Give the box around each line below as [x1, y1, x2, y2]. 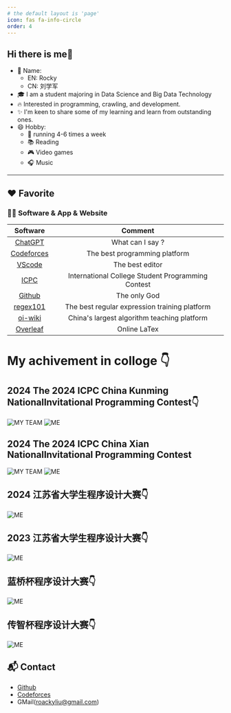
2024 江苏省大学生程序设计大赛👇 [7, 489, 149, 501]
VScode [16, 259, 43, 269]
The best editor [113, 259, 163, 269]
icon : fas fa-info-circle [7, 17, 81, 23]
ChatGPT [14, 237, 45, 247]
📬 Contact [7, 661, 56, 673]
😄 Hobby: [16, 123, 46, 131]
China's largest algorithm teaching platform [67, 313, 208, 322]
